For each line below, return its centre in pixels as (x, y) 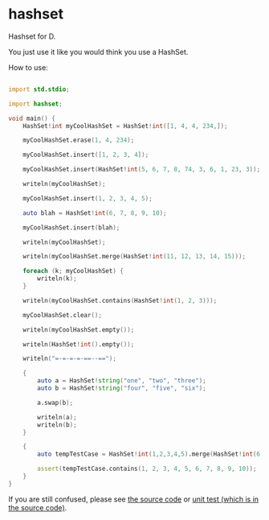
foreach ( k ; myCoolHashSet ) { (73, 271)
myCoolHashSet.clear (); (63, 315)
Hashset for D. (32, 36)
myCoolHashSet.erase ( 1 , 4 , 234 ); (79, 140)
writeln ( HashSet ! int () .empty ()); (79, 344)
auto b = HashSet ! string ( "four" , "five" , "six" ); (122, 388)
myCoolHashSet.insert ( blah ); (71, 227)
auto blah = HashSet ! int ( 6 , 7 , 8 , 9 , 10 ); (95, 213)
